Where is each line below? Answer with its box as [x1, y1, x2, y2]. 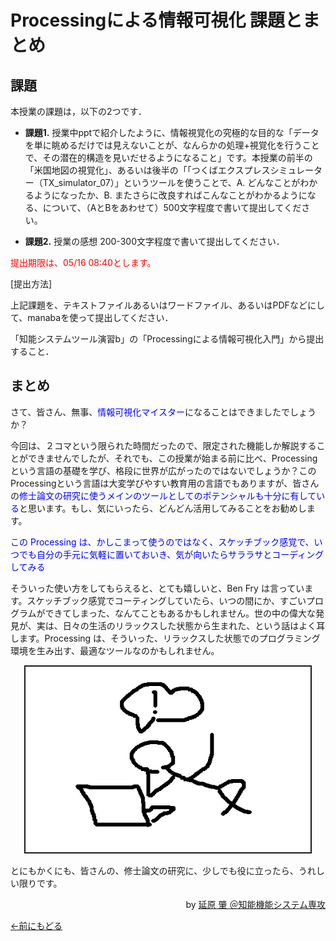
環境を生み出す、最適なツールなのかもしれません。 [10, 644, 220, 656]
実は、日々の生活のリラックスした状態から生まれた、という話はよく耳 [36, 619, 326, 631]
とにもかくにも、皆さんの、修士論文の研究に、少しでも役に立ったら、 [10, 864, 299, 876]
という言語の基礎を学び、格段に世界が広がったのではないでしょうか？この [10, 464, 317, 476]
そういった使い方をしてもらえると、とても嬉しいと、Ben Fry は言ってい [10, 582, 305, 594]
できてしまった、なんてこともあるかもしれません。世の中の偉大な [44, 607, 316, 619]
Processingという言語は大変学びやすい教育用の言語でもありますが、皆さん [10, 477, 320, 489]
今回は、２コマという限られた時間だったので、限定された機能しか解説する [10, 439, 317, 451]
